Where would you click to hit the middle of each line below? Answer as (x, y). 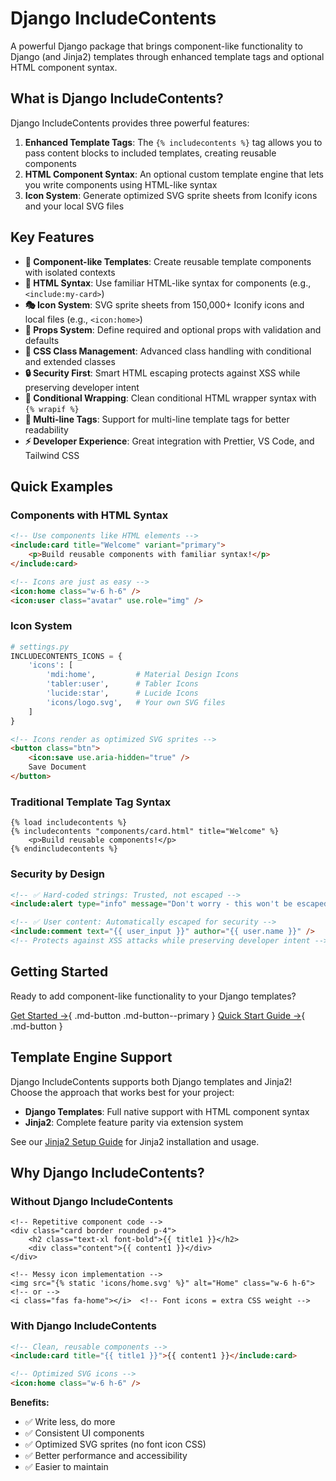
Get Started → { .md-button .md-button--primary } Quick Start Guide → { (158, 1015)
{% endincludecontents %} (64, 849)
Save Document (57, 767)
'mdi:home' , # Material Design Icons (143, 675)
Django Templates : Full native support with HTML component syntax (167, 1111)
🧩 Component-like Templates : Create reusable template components (168, 261)
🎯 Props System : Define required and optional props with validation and (173, 329)
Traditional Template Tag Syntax (91, 802)
